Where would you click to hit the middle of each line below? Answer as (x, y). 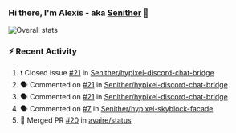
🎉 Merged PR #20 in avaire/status (75, 120)
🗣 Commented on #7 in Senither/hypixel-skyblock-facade (116, 108)
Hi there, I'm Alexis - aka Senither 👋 (79, 13)
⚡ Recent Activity (43, 51)
